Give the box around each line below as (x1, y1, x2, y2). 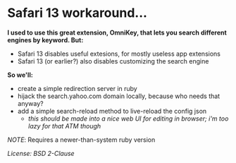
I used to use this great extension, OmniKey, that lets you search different (7, 28, 227, 37)
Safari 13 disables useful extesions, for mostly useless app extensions (17, 49, 221, 58)
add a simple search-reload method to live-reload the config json (17, 107, 207, 115)
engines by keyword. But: (7, 35, 84, 44)
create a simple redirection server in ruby (17, 84, 137, 92)
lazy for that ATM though (27, 121, 101, 130)
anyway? (17, 99, 44, 107)
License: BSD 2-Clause (7, 149, 75, 157)
